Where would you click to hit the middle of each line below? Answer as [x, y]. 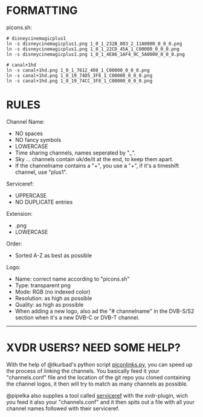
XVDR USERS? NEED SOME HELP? [94, 348]
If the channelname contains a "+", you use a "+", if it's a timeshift [97, 165]
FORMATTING [42, 11]
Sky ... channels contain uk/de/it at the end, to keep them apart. [94, 159]
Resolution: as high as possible [53, 298]
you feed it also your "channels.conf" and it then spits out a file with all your [101, 402]
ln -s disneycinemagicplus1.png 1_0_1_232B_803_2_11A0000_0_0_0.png [94, 44]
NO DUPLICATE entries [44, 202]
